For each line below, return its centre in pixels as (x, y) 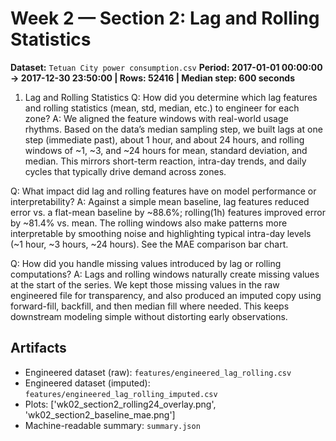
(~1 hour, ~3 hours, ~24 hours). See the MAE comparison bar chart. (149, 244)
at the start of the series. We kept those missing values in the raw (145, 284)
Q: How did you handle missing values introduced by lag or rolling (146, 263)
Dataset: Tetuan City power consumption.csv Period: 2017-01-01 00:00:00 (166, 67)
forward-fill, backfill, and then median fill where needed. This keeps (150, 306)
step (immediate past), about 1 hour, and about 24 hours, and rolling (164, 139)
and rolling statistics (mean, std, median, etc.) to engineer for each (162, 108)
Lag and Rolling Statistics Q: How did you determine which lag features (171, 97)
